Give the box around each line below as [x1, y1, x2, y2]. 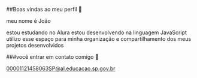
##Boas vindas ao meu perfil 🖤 [6, 6, 83, 13]
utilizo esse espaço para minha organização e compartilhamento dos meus [6, 35, 192, 42]
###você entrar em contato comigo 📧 [6, 53, 99, 60]
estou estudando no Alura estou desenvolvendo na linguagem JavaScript [6, 29, 187, 36]
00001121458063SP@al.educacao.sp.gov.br [6, 65, 116, 72]
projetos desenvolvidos [6, 42, 64, 49]
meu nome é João [6, 17, 51, 24]
